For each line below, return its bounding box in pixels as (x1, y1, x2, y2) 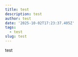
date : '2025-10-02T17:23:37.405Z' (5, 20, 75, 26)
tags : (5, 25, 16, 30)
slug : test (5, 34, 27, 39)
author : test (5, 16, 31, 21)
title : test (5, 7, 29, 12)
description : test (5, 12, 42, 16)
